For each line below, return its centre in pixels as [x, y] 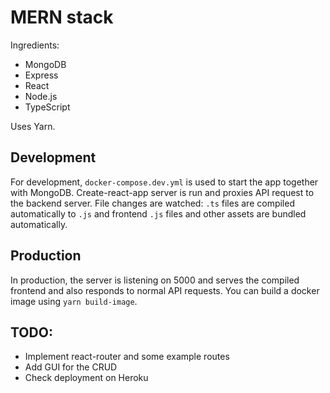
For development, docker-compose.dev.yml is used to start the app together [164, 182]
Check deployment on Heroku [86, 378]
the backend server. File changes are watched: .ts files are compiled [152, 203]
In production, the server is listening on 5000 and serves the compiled [155, 280]
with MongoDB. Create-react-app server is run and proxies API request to [162, 192]
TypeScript [47, 107]
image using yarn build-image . [74, 301]
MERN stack [62, 17]
